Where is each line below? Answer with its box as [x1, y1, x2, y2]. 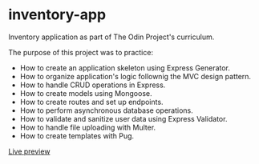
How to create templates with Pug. [19, 130, 135, 141]
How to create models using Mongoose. [19, 88, 152, 98]
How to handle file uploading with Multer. [19, 122, 156, 132]
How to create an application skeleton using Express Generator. [19, 62, 231, 73]
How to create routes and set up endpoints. [19, 97, 164, 106]
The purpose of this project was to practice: [8, 47, 154, 57]
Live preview [8, 146, 51, 156]
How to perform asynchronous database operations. [19, 106, 194, 115]
